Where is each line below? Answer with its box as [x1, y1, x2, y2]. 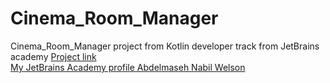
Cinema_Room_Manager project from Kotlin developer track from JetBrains [10, 40, 320, 52]
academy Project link [10, 50, 97, 62]
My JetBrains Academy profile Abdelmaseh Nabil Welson [10, 61, 246, 73]
